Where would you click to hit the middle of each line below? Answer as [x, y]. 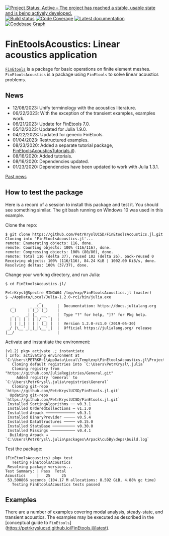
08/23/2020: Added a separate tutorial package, [63, 145]
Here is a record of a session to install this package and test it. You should [82, 204]
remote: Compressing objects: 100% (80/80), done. [59, 252]
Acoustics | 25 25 [36, 475]
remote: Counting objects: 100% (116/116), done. [58, 247]
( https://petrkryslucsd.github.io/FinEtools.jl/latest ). [57, 528]
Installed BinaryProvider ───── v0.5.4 [49, 417]
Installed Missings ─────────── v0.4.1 [49, 431]
